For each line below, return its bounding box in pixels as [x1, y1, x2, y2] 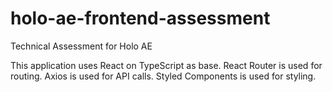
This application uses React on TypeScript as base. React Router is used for [10, 59, 323, 71]
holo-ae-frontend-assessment [10, 7, 271, 30]
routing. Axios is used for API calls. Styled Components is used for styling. [10, 70, 317, 82]
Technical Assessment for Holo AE [10, 40, 153, 52]
